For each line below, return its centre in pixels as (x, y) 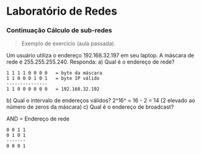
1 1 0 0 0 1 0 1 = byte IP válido (53, 79)
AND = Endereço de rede (38, 119)
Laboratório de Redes (62, 11)
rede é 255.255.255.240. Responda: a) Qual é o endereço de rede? (91, 62)
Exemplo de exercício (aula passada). (68, 43)
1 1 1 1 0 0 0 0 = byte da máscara (54, 73)
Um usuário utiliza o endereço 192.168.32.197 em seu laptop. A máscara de (100, 56)
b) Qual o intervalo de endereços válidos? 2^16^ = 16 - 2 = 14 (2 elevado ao (101, 101)
